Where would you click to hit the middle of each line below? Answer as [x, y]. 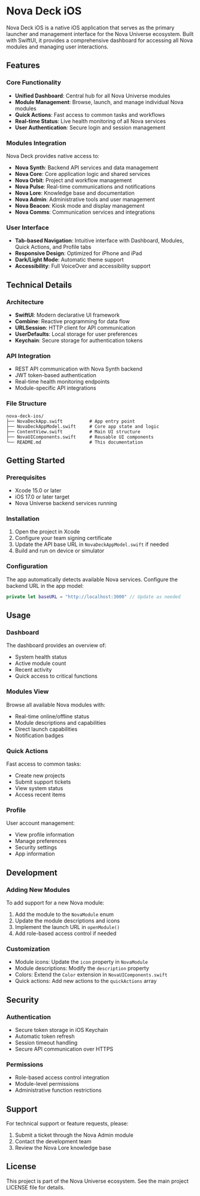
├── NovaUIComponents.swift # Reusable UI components [80, 437]
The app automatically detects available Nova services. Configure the [92, 579]
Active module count [40, 663]
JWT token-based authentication [56, 375]
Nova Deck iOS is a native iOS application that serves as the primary [90, 28]
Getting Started [36, 460]
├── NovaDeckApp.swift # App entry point [71, 421]
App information [35, 854]
